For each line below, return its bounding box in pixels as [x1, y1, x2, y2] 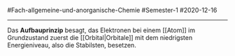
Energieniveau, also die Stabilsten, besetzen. [7, 41, 136, 49]
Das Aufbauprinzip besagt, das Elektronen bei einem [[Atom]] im [7, 26, 196, 34]
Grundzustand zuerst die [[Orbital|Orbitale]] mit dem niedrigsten [7, 34, 193, 41]
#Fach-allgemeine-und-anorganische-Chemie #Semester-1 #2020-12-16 [7, 6, 218, 14]
